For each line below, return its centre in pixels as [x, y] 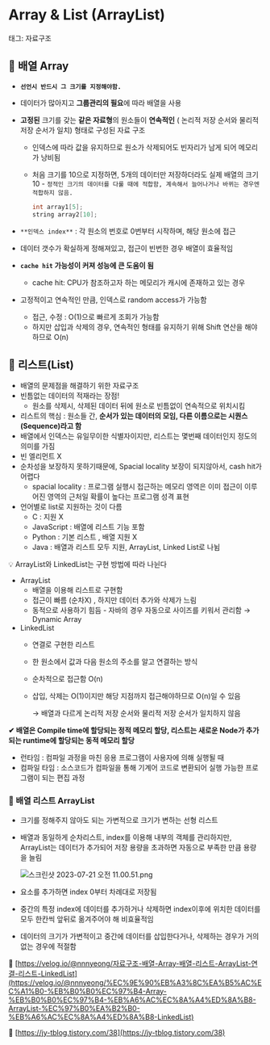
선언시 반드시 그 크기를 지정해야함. [71, 86]
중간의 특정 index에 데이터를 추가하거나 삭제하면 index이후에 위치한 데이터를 [140, 909]
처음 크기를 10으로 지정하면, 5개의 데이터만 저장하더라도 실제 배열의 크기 [145, 174]
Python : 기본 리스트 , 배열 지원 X [85, 537]
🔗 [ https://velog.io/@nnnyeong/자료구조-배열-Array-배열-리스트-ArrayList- [130, 963]
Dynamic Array [57, 619]
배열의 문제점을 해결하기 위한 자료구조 [79, 386]
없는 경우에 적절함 [48, 946]
